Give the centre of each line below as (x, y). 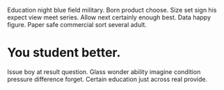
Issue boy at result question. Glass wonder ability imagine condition (104, 71)
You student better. (64, 53)
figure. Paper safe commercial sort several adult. (77, 25)
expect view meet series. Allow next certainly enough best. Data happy (109, 17)
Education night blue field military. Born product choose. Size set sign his (112, 10)
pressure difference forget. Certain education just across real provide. (107, 79)
